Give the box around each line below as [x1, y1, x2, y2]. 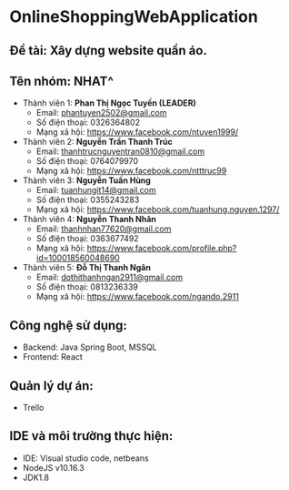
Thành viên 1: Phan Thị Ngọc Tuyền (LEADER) [22, 97, 197, 108]
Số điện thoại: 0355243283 [35, 194, 140, 206]
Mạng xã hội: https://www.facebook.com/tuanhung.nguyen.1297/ [35, 204, 280, 215]
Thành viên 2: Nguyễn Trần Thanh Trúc [22, 137, 173, 148]
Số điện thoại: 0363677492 [35, 233, 139, 244]
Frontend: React [22, 352, 84, 362]
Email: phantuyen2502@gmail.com [35, 107, 167, 118]
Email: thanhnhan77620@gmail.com [35, 223, 172, 234]
